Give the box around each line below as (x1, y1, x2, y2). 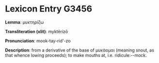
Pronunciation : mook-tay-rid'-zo (5, 38, 71, 44)
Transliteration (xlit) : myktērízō (5, 28, 68, 34)
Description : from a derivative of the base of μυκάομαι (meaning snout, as (5, 47, 154, 53)
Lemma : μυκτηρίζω (5, 19, 44, 25)
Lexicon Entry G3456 (5, 3, 93, 14)
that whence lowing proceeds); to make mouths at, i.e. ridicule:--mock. (5, 52, 147, 58)
